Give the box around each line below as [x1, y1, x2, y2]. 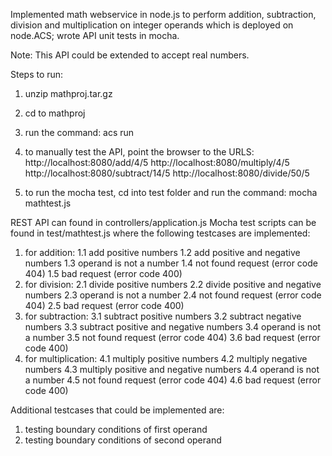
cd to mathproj [24, 107, 86, 119]
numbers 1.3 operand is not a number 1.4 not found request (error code [24, 257, 318, 269]
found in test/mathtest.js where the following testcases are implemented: [10, 227, 311, 239]
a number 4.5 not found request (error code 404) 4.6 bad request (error [24, 374, 322, 386]
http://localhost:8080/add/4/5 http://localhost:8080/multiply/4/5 [24, 157, 290, 168]
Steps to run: [10, 69, 64, 80]
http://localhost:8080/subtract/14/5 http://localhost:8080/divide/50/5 [24, 167, 310, 179]
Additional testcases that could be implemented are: [10, 404, 225, 416]
